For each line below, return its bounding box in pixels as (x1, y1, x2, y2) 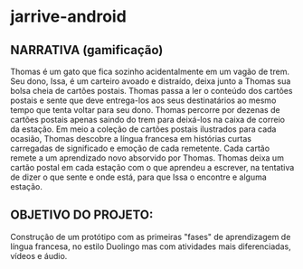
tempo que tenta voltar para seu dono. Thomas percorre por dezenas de (10, 105, 280, 115)
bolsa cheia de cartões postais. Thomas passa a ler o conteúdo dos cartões (10, 86, 293, 96)
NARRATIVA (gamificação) (10, 42, 164, 58)
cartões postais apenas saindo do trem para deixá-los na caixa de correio (10, 115, 286, 125)
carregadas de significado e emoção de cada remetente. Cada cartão (10, 143, 270, 153)
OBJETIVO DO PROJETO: (10, 208, 154, 223)
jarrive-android (10, 6, 128, 27)
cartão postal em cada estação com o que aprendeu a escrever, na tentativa (10, 162, 295, 172)
